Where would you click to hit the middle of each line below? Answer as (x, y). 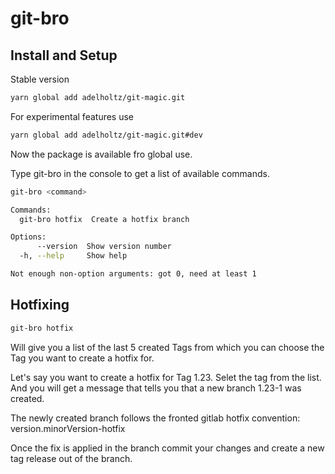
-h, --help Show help (73, 256)
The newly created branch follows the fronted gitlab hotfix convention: (155, 418)
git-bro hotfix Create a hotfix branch (104, 219)
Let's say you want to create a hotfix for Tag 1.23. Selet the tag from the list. (166, 377)
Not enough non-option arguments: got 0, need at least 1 (133, 274)
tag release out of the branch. (71, 458)
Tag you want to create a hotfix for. (82, 358)
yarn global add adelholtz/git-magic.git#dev (106, 135)
